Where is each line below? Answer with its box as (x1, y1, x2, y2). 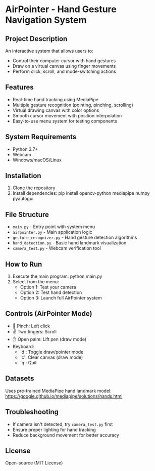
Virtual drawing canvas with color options (12, 107, 99, 113)
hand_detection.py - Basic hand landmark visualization (12, 240, 127, 246)
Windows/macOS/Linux (12, 157, 62, 163)
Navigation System (5, 14, 87, 26)
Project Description (5, 34, 68, 43)
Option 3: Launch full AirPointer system (20, 295, 102, 301)
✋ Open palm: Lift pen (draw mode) (12, 336, 87, 342)
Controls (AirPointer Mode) (5, 310, 92, 318)
